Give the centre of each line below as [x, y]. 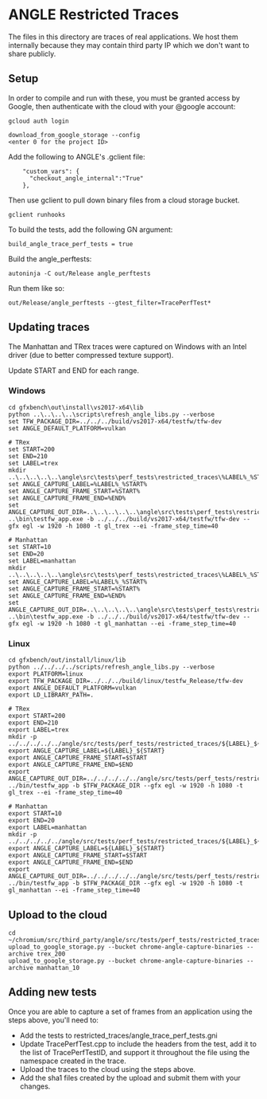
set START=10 [30, 547]
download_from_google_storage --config [74, 135]
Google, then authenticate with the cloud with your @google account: [122, 106]
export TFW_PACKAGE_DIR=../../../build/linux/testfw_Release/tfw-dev [126, 681]
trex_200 [51, 954]
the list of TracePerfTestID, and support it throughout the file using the [135, 1052]
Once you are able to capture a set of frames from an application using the [130, 1011]
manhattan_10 [58, 968]
